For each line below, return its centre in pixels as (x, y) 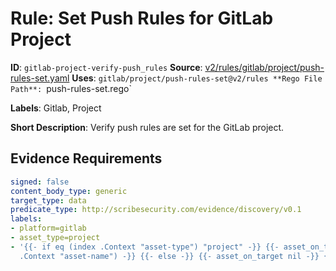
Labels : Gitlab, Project (56, 108)
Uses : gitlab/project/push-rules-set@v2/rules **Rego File (197, 78)
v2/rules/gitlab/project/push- (264, 67)
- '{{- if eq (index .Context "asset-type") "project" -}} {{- (145, 247)
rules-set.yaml (40, 78)
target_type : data (48, 200)
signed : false (40, 182)
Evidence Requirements (86, 158)
